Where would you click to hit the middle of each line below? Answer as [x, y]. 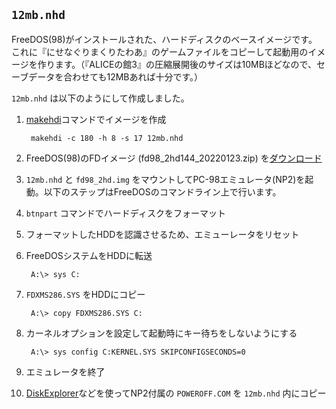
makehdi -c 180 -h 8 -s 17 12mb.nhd [107, 138]
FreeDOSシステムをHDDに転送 [89, 255]
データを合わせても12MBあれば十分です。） [116, 76]
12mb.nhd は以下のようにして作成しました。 [100, 98]
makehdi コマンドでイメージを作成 [96, 119]
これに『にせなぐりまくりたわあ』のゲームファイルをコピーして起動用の [160, 51]
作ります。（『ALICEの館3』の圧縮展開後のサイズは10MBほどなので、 [177, 64]
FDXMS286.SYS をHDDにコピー [85, 294]
